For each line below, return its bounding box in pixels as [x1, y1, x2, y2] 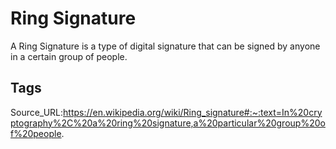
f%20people [10, 127, 62, 139]
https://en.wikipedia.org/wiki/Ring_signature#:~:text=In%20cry [63, 106, 323, 118]
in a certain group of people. [10, 50, 128, 62]
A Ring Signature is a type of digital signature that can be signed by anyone [10, 40, 321, 52]
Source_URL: [10, 106, 64, 118]
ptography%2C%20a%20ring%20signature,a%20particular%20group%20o [10, 117, 326, 129]
